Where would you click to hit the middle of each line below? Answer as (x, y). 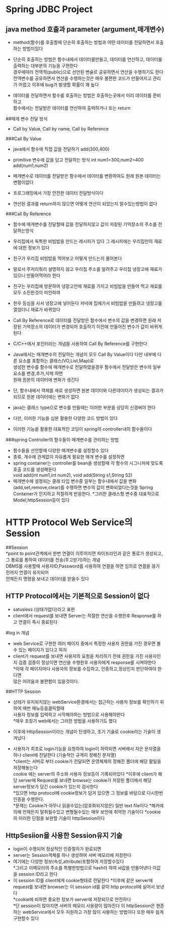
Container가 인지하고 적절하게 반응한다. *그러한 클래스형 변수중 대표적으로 (86, 494)
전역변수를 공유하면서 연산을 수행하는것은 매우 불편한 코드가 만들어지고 (82, 78)
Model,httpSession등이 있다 (41, 500)
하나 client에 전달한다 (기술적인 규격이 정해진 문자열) (65, 755)
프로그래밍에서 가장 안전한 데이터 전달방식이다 (58, 193)
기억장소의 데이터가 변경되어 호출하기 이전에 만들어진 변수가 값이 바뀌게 (92, 327)
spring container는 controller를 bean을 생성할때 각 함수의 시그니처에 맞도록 (88, 463)
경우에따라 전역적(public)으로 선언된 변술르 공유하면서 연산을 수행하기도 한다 (88, 72)
